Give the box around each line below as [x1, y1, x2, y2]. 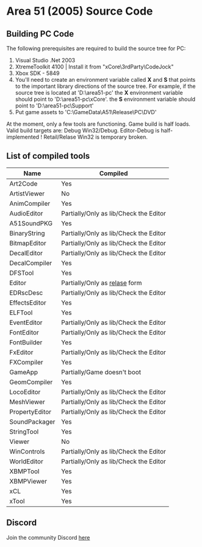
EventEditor [9, 318, 43, 327]
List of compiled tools [6, 151, 90, 161]
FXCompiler [9, 358, 44, 366]
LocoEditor [9, 388, 41, 396]
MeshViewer [9, 397, 45, 406]
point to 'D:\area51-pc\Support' [15, 102, 94, 109]
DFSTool [9, 269, 34, 277]
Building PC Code [6, 29, 74, 39]
